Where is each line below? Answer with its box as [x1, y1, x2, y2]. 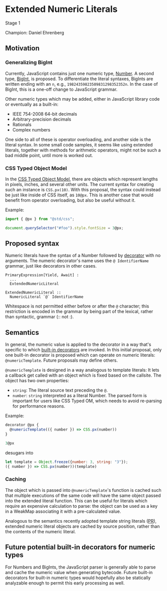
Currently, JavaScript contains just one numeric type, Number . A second [5, 70, 155, 76]
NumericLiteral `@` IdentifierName [9, 295, 84, 299]
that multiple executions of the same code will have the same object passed [5, 492, 161, 498]
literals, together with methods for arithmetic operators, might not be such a [5, 147, 161, 153]
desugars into [5, 449, 33, 455]
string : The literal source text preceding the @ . [12, 387, 108, 393]
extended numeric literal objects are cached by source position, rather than [5, 523, 160, 529]
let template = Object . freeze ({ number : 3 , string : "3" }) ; [5, 459, 128, 464]
